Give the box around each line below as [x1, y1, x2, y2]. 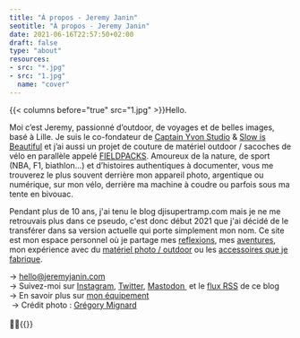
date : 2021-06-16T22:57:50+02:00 [9, 30, 134, 39]
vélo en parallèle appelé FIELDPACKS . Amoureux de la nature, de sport [9, 150, 270, 161]
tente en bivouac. [9, 188, 73, 199]
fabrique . [9, 253, 43, 264]
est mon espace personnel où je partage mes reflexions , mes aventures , [9, 234, 276, 245]
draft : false [9, 38, 58, 48]
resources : [9, 55, 50, 64]
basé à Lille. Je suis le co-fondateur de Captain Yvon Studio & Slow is [9, 131, 266, 142]
